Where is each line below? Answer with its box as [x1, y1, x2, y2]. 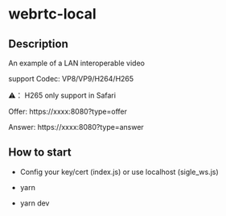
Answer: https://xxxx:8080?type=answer [8, 123, 145, 131]
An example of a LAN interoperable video [8, 58, 145, 68]
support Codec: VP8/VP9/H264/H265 [8, 74, 134, 83]
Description [8, 37, 68, 51]
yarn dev [19, 198, 50, 208]
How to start [8, 146, 72, 160]
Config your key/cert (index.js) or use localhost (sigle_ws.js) [19, 167, 219, 177]
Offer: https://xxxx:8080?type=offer [8, 106, 127, 116]
